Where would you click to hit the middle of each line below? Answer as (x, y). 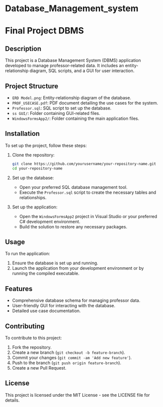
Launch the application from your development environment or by (78, 268)
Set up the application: (35, 207)
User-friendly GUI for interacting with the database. (63, 306)
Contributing (25, 326)
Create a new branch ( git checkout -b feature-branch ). (69, 352)
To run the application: (27, 254)
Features (19, 288)
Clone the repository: (33, 155)
